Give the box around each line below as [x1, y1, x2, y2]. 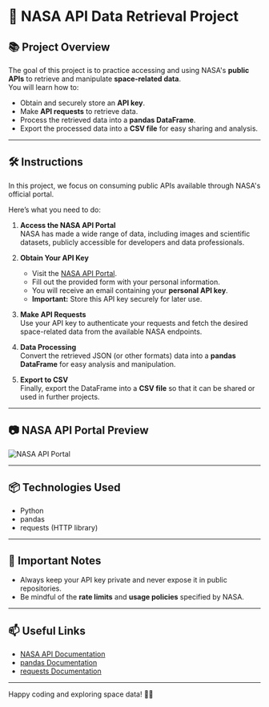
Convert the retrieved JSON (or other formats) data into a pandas [19, 351, 236, 360]
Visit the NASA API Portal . [31, 268, 118, 278]
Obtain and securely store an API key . [19, 98, 146, 108]
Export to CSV [19, 375, 69, 384]
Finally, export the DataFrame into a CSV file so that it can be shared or [19, 383, 255, 392]
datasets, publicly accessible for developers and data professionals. [19, 237, 245, 247]
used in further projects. [19, 392, 100, 401]
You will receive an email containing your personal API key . [31, 285, 228, 295]
